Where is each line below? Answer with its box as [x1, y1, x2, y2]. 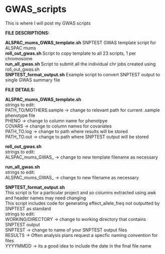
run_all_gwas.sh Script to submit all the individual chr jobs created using [5, 61, 156, 67]
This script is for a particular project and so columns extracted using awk [5, 189, 156, 195]
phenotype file [5, 112, 36, 118]
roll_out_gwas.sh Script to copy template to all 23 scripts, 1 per [5, 50, 136, 56]
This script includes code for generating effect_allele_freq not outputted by [5, 200, 160, 206]
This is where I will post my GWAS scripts [5, 20, 91, 26]
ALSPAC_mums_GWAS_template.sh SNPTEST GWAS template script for [5, 39, 156, 46]
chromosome [5, 55, 33, 61]
